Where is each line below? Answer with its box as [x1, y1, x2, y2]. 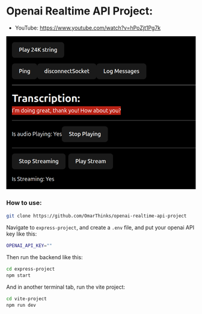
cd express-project [6, 266, 55, 272]
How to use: [6, 199, 42, 207]
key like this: [6, 230, 37, 237]
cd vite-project [6, 295, 47, 302]
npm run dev [6, 302, 36, 308]
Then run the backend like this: [6, 254, 83, 261]
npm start [6, 272, 31, 278]
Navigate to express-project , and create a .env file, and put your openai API [6, 224, 194, 231]
